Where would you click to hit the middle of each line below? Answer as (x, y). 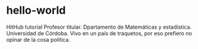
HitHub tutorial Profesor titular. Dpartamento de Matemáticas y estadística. (99, 27)
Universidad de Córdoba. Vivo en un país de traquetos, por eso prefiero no (99, 33)
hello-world (36, 10)
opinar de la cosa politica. (38, 39)
